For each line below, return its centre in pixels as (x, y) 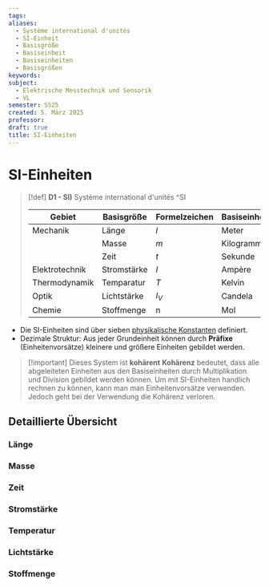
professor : (26, 120)
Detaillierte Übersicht (63, 422)
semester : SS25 (34, 105)
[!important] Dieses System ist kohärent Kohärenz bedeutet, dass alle (144, 362)
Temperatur (32, 530)
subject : (23, 83)
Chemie (46, 310)
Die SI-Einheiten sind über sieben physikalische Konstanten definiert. (134, 330)
